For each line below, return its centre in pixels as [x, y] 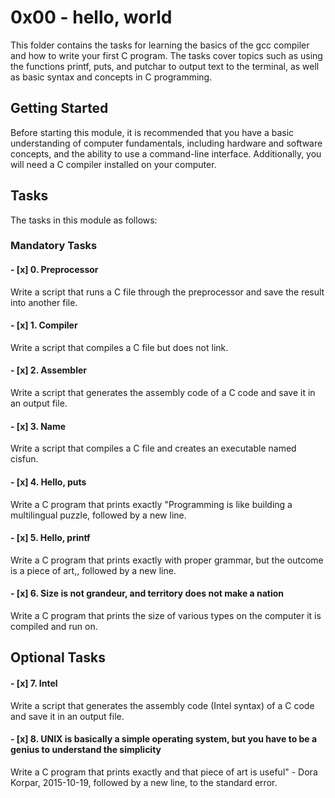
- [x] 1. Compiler [44, 325]
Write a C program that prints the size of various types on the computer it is [166, 615]
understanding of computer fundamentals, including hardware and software [166, 143]
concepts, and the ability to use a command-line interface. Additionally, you [166, 153]
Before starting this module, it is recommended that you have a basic [152, 132]
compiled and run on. [54, 626]
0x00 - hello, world [91, 17]
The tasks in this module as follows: [84, 220]
